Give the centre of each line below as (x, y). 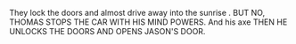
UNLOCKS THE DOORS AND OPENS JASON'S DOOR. (107, 31)
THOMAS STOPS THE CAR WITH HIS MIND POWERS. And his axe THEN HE (148, 22)
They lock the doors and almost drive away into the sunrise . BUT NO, (137, 13)
